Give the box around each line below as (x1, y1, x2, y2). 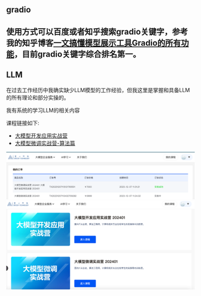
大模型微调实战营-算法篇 (14, 139, 76, 147)
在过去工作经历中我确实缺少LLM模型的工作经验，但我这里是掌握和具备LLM (6, 86, 190, 93)
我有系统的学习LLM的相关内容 (6, 106, 80, 114)
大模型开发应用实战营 (14, 132, 68, 139)
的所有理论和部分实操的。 (6, 94, 69, 101)
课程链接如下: (6, 119, 40, 126)
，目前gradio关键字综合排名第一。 (14, 49, 141, 59)
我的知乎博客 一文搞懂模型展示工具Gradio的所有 (6, 38, 181, 48)
